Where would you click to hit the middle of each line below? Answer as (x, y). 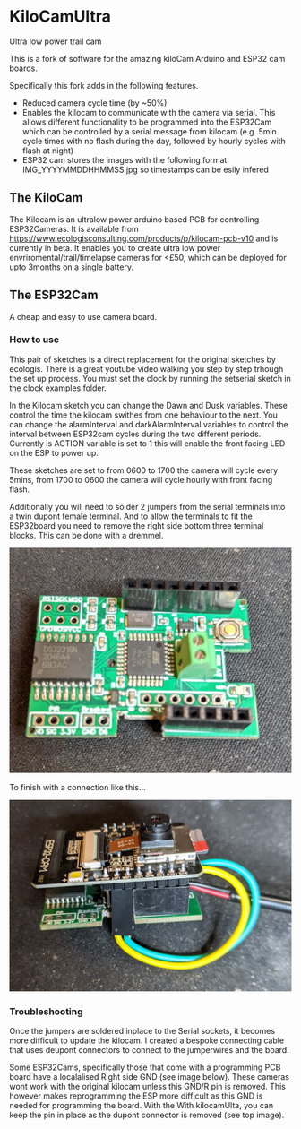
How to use (34, 340)
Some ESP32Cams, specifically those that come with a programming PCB (145, 1067)
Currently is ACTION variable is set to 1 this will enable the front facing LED (147, 443)
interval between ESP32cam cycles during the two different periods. (135, 434)
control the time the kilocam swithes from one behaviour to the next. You (143, 415)
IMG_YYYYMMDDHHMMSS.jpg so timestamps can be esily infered (145, 169)
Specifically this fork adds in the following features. (104, 85)
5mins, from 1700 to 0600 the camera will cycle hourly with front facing (141, 479)
